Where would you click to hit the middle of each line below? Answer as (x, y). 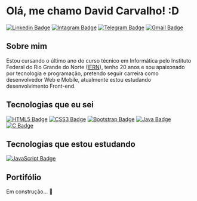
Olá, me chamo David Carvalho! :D (93, 11)
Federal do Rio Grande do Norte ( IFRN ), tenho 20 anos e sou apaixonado (96, 67)
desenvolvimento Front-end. (41, 86)
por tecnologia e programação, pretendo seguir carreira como (83, 73)
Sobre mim (27, 46)
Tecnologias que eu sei (50, 105)
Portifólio (24, 177)
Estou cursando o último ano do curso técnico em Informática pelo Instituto (99, 60)
